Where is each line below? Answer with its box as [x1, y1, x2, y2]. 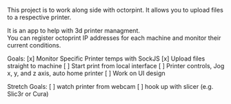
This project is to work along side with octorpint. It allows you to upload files [7, 6, 224, 14]
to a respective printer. [7, 13, 72, 21]
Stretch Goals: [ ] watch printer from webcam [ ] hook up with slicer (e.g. [7, 83, 214, 90]
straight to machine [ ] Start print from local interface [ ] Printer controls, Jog [7, 62, 225, 70]
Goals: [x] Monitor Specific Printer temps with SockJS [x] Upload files [7, 54, 205, 63]
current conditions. [7, 41, 61, 49]
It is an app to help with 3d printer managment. [7, 27, 140, 34]
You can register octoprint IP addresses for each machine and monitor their [7, 34, 221, 42]
